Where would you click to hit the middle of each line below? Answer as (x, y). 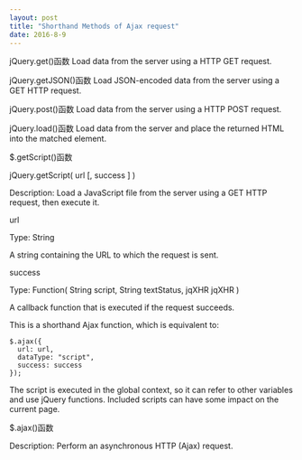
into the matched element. (58, 139)
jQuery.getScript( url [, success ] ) (73, 175)
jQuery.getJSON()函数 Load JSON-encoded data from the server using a (144, 80)
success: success (50, 366)
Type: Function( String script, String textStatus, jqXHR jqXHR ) (124, 290)
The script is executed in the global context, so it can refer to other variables (151, 390)
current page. (35, 409)
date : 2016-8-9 (38, 34)
